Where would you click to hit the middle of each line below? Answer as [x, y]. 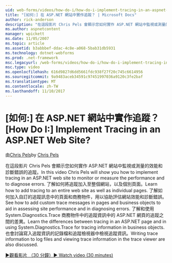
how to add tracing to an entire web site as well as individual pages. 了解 [82, 191]
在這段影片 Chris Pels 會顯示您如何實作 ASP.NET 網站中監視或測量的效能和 [84, 166]
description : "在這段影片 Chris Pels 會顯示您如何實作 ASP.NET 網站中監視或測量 [85, 24]
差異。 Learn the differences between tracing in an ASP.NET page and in [90, 221]
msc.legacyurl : [21, 63]
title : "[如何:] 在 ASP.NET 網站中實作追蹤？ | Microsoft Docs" [71, 15]
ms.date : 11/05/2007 [27, 39]
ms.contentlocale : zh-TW [32, 86]
